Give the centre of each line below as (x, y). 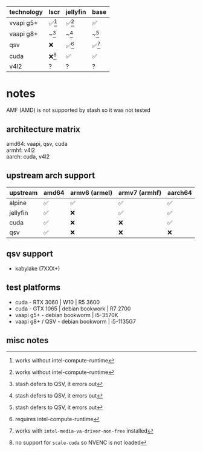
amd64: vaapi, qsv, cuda (37, 144)
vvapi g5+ (24, 22)
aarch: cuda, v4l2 (28, 157)
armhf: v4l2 (21, 150)
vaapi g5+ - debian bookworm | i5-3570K (67, 315)
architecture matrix (43, 129)
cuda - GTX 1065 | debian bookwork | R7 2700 (73, 309)
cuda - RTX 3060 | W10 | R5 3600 (57, 302)
